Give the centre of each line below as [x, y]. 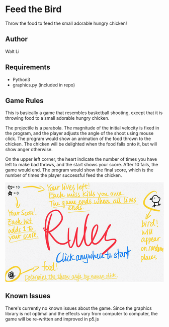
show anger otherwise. [29, 150]
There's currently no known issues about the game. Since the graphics [78, 308]
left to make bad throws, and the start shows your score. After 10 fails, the [82, 165]
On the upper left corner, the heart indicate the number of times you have [81, 159]
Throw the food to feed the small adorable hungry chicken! [66, 23]
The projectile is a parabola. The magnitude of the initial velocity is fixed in [82, 128]
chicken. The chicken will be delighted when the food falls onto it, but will [81, 144]
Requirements [28, 67]
